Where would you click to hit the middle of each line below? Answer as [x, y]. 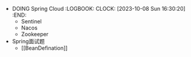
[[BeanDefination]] [44, 48]
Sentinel [31, 21]
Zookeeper [35, 34]
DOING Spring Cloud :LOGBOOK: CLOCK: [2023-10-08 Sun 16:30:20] [99, 9]
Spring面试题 [28, 41]
